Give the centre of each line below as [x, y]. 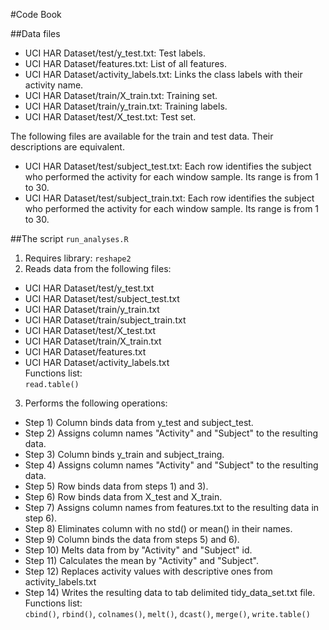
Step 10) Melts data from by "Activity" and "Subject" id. [138, 550]
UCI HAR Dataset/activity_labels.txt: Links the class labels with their [163, 74]
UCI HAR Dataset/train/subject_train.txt [105, 320]
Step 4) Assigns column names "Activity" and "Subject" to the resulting [171, 465]
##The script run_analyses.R [69, 238]
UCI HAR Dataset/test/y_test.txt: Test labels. [115, 53]
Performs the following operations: [96, 403]
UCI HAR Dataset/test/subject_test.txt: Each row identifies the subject [168, 166]
